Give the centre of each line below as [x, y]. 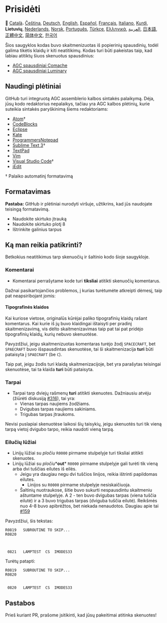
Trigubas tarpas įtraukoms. [48, 415]
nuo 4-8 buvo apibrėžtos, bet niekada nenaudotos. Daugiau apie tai [89, 506]
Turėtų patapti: [20, 561]
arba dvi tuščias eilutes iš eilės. [44, 469]
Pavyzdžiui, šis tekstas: [29, 521]
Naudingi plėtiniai [33, 87]
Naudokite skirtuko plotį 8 [39, 224]
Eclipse [20, 129]
